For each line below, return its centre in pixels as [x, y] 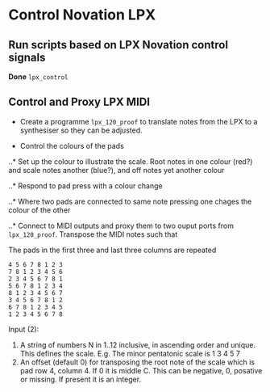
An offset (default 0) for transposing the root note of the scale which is [137, 362]
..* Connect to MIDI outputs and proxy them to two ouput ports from [121, 226]
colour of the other [39, 210]
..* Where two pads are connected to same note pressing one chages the [130, 201]
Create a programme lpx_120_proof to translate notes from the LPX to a [139, 121]
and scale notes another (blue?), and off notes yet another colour [116, 170]
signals [27, 57]
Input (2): [24, 329]
